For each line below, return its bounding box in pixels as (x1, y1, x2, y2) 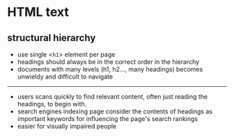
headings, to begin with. (17, 100, 87, 108)
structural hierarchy (7, 32, 96, 44)
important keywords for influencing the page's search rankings (17, 115, 198, 122)
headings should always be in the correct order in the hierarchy (17, 58, 200, 66)
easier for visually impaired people (17, 122, 117, 130)
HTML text (7, 4, 70, 20)
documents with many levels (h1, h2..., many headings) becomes (17, 65, 203, 73)
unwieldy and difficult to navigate (17, 72, 114, 81)
